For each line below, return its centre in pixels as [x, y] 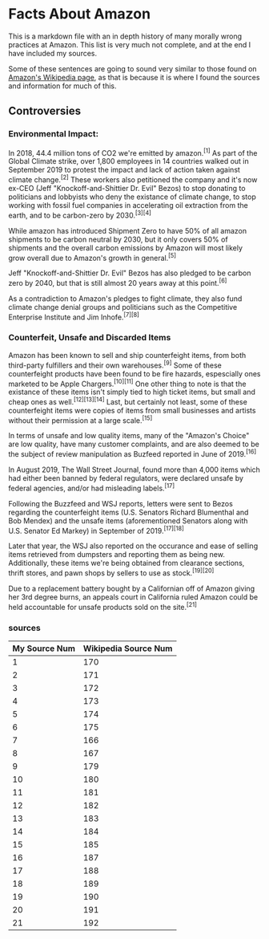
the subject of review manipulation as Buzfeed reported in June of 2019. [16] [132, 453]
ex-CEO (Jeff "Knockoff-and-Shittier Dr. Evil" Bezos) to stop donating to [127, 188]
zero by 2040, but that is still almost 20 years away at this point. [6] [118, 282]
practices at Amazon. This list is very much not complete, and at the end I [129, 44]
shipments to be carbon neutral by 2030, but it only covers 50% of [118, 239]
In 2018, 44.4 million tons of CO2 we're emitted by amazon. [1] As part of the [133, 152]
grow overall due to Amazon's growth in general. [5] [92, 257]
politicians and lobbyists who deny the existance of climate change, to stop [132, 197]
